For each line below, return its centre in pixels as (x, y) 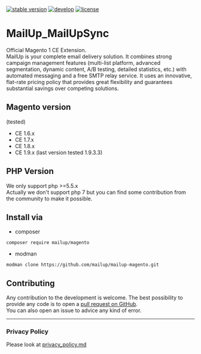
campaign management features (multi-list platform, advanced (83, 62)
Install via (25, 217)
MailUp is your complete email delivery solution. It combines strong (89, 56)
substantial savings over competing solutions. (63, 88)
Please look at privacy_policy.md (46, 344)
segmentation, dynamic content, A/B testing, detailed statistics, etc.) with (96, 69)
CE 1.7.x (24, 139)
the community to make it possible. (49, 199)
